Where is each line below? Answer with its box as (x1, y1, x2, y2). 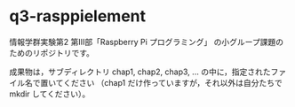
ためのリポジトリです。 (9, 47, 95, 58)
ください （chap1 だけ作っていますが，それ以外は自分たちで (63, 77, 283, 88)
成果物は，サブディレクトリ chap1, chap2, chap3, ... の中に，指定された (9, 66, 271, 77)
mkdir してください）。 (9, 88, 91, 99)
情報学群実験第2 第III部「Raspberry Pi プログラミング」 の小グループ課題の (9, 36, 284, 47)
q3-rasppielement (9, 6, 147, 27)
